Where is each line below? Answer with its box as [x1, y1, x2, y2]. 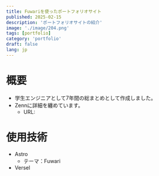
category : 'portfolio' [6, 36, 62, 42]
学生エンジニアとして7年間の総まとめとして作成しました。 [14, 94, 157, 101]
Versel [14, 164, 31, 171]
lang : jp [6, 47, 28, 53]
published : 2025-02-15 [6, 14, 62, 20]
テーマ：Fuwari [23, 157, 60, 164]
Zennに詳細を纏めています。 [14, 101, 83, 109]
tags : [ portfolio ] [6, 31, 51, 36]
